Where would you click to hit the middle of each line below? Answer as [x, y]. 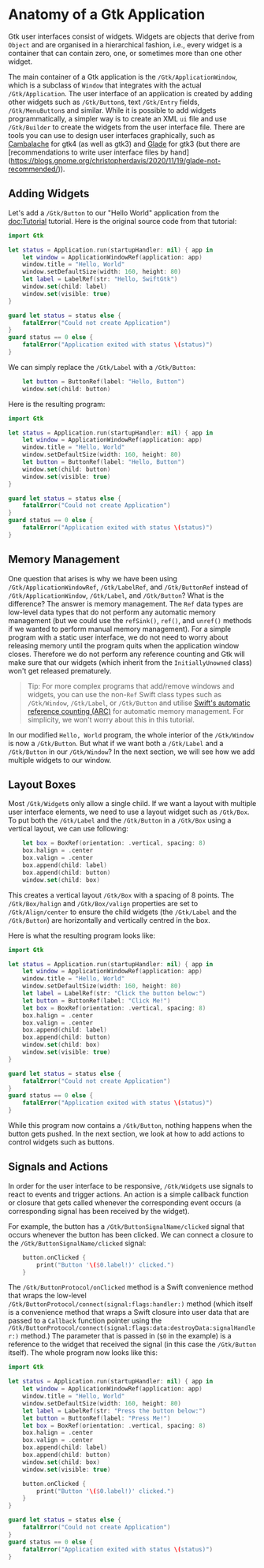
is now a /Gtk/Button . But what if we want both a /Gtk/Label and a [116, 743]
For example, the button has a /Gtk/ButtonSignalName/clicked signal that [126, 1226]
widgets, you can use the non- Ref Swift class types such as [125, 694]
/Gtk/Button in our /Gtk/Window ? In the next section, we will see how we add [132, 752]
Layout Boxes [42, 784]
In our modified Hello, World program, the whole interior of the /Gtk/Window [131, 734]
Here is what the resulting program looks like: [82, 935]
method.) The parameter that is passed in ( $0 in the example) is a [126, 1336]
